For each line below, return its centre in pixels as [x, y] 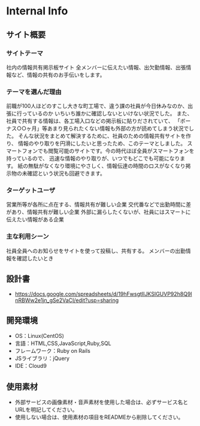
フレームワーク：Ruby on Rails [53, 351]
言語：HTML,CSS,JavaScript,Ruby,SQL [63, 343]
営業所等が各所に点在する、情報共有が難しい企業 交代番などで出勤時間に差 [99, 204]
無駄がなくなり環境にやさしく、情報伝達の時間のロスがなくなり [107, 166]
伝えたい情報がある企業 [35, 219]
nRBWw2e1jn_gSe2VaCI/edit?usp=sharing [67, 300]
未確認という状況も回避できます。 [64, 173]
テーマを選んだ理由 [34, 92]
